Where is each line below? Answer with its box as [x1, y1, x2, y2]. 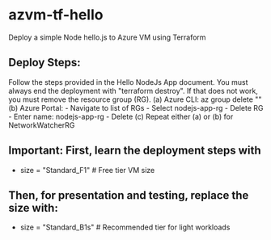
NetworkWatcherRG [8, 120, 75, 130]
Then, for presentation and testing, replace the [8, 188, 249, 202]
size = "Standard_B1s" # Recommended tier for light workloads [19, 222, 231, 232]
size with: [8, 200, 58, 215]
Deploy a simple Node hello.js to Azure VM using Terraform [8, 32, 206, 42]
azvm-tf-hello [8, 6, 104, 24]
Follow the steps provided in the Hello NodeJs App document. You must [8, 77, 248, 86]
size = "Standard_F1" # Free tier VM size [19, 165, 155, 175]
